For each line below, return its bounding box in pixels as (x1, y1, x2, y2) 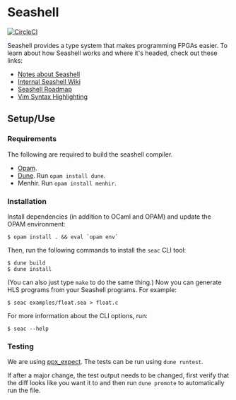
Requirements (7, 134, 57, 144)
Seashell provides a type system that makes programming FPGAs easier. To (7, 41, 228, 49)
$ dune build (7, 259, 46, 267)
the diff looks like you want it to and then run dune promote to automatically (7, 379, 225, 387)
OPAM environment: (7, 219, 66, 228)
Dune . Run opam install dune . (17, 171, 106, 180)
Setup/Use (7, 113, 56, 125)
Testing (7, 341, 34, 351)
